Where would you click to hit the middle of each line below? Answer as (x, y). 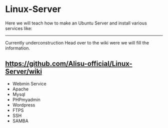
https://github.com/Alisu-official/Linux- (69, 64)
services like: (19, 28)
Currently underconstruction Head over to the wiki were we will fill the (77, 42)
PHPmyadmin (26, 99)
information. (18, 48)
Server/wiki (24, 72)
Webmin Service (29, 83)
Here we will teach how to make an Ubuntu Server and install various (76, 23)
